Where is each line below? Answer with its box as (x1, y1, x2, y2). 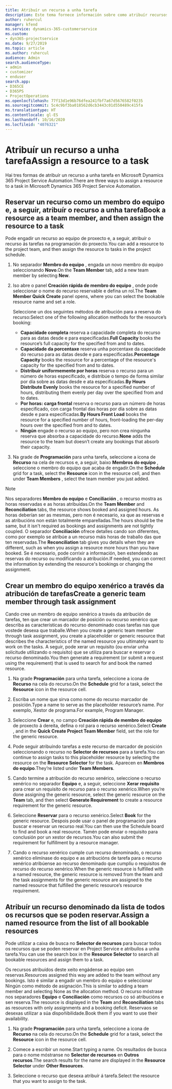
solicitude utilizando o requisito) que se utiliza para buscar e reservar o (5, 649, 155, 656)
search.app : (5, 79, 31, 84)
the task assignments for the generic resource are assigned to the (12, 877, 152, 883)
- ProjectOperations (5, 93, 50, 98)
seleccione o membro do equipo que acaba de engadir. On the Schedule (12, 465, 165, 471)
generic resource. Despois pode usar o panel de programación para (12, 818, 156, 824)
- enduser (5, 74, 27, 80)
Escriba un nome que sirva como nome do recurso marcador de (12, 696, 148, 703)
